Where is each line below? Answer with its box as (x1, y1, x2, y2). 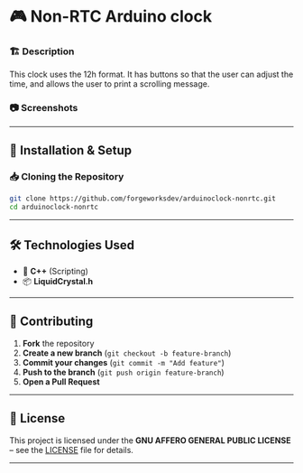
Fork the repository (22, 338, 95, 348)
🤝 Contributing (9, 314, 94, 329)
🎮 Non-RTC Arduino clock (9, 6, 213, 27)
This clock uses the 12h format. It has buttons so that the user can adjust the (9, 69, 294, 80)
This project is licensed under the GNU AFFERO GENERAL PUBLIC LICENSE (9, 434, 291, 446)
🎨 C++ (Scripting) (22, 266, 88, 277)
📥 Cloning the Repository (9, 171, 124, 183)
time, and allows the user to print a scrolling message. (9, 79, 210, 89)
